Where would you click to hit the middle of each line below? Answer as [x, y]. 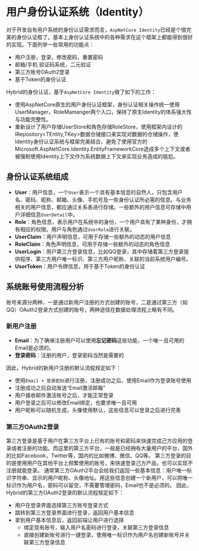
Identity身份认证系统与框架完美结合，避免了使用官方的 [81, 141]
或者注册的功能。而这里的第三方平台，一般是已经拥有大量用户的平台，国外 [102, 449]
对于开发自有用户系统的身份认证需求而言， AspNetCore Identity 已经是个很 [96, 30]
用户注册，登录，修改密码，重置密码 [59, 57]
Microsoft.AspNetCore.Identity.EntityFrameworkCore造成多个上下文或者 [102, 149]
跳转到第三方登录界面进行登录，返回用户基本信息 [74, 512]
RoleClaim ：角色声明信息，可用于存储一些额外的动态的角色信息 [92, 244]
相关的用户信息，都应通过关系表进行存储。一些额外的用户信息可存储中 [100, 207]
